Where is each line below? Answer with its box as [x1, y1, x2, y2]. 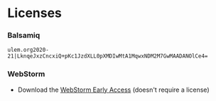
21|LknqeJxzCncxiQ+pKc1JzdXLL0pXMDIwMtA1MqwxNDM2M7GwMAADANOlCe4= [7, 53, 208, 60]
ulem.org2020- [7, 46, 50, 54]
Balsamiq [7, 31, 40, 41]
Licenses [7, 5, 63, 21]
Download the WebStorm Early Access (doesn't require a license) [17, 85, 210, 94]
